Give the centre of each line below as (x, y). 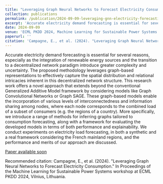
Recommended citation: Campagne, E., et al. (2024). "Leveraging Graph (77, 161)
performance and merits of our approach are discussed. (61, 142)
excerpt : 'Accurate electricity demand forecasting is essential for (77, 23)
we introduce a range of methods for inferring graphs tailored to (69, 116)
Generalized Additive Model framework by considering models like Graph (78, 91)
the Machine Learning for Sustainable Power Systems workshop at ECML (78, 171)
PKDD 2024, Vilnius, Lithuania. (36, 176)
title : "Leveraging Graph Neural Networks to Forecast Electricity (75, 9)
